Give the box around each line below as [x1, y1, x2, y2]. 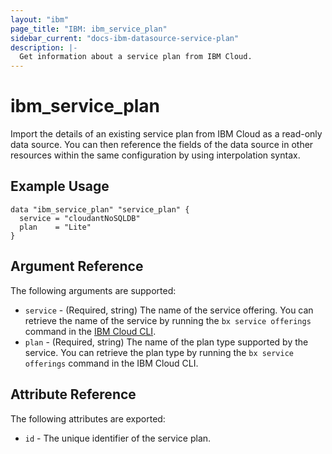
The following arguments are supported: [10, 284, 177, 296]
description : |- [10, 42, 78, 53]
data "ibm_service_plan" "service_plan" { [10, 204, 190, 215]
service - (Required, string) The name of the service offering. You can [24, 304, 314, 316]
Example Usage [10, 178, 110, 195]
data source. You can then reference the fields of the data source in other [10, 139, 314, 151]
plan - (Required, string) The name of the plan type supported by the [24, 336, 309, 348]
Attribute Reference [10, 386, 137, 403]
